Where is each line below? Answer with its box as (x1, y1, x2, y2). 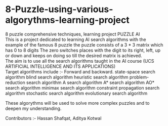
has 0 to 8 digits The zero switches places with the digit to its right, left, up (5, 47, 161, 53)
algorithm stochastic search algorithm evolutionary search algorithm (5, 90, 148, 96)
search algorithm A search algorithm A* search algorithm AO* (26, 79, 155, 86)
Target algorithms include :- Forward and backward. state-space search (5, 68, 156, 74)
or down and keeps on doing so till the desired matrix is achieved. (5, 52, 143, 59)
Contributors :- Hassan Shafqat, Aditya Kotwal (5, 115, 102, 121)
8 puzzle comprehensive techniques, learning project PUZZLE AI (5, 31, 140, 37)
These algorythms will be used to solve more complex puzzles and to (5, 100, 150, 106)
